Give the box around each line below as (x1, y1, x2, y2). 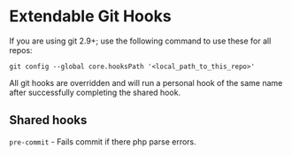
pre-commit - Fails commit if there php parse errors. (9, 136, 196, 147)
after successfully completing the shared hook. (9, 87, 181, 97)
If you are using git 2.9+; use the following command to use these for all (9, 35, 272, 46)
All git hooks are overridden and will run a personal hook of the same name (9, 77, 283, 88)
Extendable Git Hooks (9, 6, 172, 27)
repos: (9, 44, 33, 55)
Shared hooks (9, 113, 88, 128)
